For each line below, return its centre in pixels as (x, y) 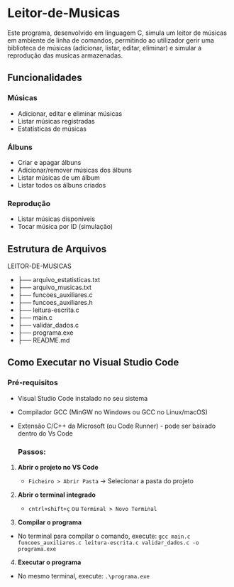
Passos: (32, 451)
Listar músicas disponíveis (56, 219)
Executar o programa (49, 562)
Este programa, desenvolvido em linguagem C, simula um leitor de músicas (117, 33)
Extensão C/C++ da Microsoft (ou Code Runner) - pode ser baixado (117, 426)
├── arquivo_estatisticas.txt (59, 280)
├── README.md (44, 340)
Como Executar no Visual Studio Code (93, 363)
